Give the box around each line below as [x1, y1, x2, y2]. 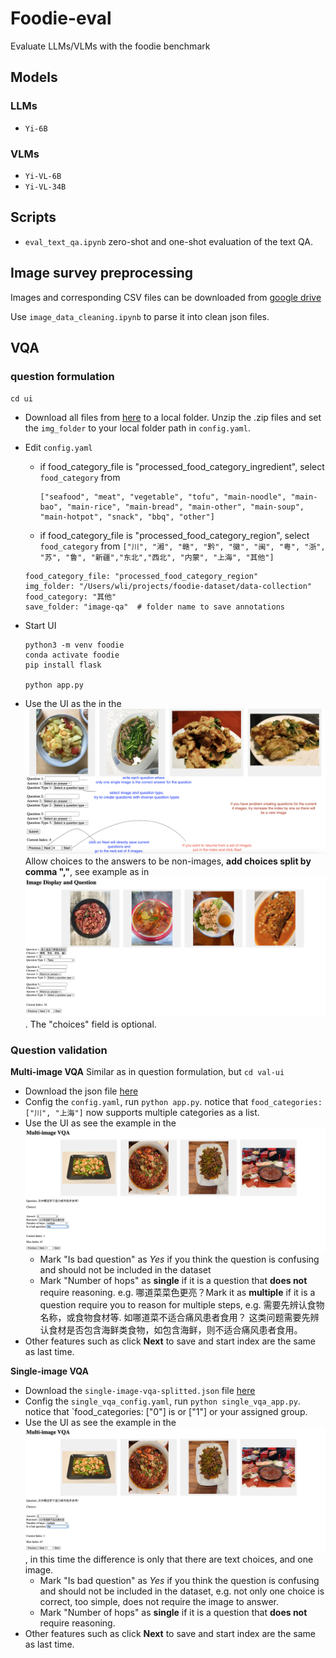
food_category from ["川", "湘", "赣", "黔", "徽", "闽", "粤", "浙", [39, 540, 326, 552]
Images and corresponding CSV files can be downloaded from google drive [10, 291, 322, 303]
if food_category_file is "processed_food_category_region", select [39, 530, 310, 542]
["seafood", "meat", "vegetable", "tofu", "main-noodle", [39, 492, 287, 502]
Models [10, 69, 58, 86]
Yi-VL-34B [24, 182, 67, 192]
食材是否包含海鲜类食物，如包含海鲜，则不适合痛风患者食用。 [48, 1324, 303, 1336]
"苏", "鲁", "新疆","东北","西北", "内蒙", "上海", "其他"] [39, 553, 275, 563]
